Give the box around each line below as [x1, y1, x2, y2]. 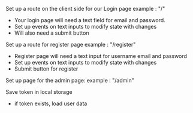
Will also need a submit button [14, 29, 89, 36]
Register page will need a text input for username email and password [14, 53, 187, 59]
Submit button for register [14, 65, 79, 72]
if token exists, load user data [14, 100, 88, 107]
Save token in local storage [5, 88, 73, 95]
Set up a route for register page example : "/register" [5, 41, 136, 48]
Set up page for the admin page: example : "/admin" [5, 77, 134, 84]
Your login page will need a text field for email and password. [14, 17, 165, 23]
